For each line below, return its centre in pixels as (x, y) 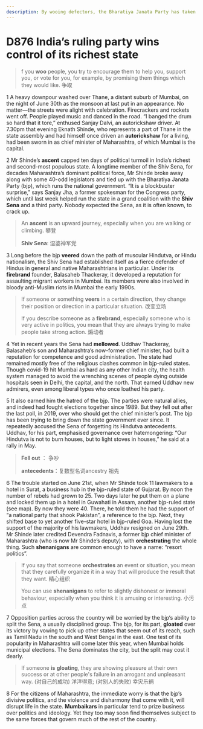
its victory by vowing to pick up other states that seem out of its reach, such (101, 630)
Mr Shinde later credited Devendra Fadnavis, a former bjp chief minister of (99, 534)
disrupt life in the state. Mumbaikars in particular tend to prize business (96, 706)
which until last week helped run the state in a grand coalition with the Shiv (100, 198)
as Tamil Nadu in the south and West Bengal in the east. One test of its (94, 637)
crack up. (18, 211)
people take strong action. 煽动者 (62, 332)
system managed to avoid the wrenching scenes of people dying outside (97, 376)
